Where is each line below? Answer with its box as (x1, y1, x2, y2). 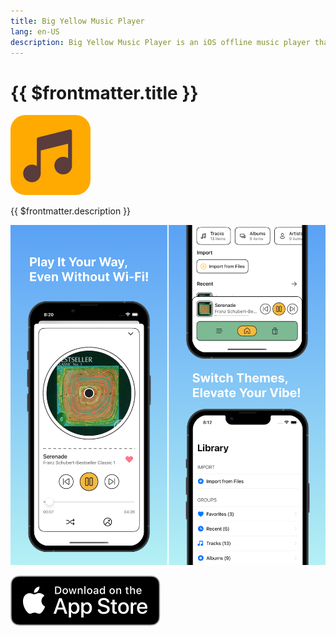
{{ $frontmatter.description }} (10, 205, 132, 217)
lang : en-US (10, 26, 60, 37)
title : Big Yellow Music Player (10, 16, 145, 26)
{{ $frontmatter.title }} (10, 81, 199, 104)
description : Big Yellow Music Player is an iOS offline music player (10, 37, 311, 47)
